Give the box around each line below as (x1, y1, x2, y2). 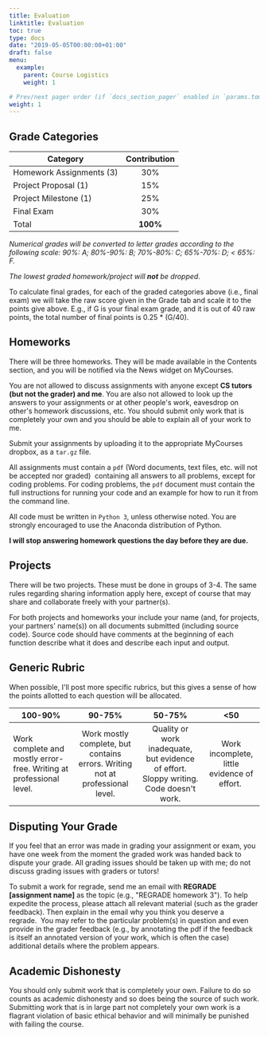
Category (47, 153, 84, 164)
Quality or (151, 723, 189, 734)
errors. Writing (78, 758, 133, 769)
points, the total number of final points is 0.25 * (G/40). (9, 313, 189, 322)
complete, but (79, 738, 132, 749)
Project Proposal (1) (13, 180, 88, 191)
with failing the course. (9, 1019, 84, 1029)
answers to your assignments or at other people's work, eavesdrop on (9, 397, 239, 407)
